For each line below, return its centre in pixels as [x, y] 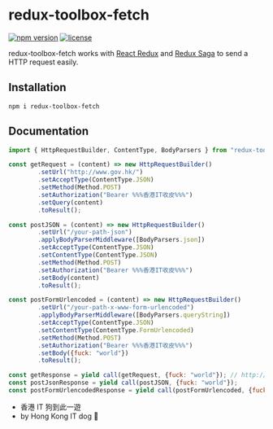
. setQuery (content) [71, 202]
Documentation [49, 131]
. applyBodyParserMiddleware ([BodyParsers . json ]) [121, 240]
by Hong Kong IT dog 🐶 [59, 416]
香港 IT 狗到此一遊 [50, 407]
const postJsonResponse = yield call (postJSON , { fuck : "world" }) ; [123, 383]
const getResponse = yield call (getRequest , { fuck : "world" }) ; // [123, 375]
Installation [37, 88]
